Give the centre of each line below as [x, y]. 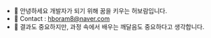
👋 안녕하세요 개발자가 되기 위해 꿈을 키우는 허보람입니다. [90, 11]
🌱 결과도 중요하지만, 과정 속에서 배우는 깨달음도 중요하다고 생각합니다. [109, 27]
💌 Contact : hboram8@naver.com [62, 19]
